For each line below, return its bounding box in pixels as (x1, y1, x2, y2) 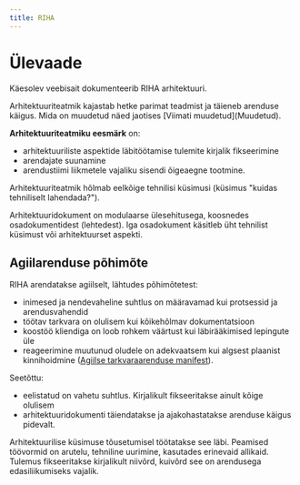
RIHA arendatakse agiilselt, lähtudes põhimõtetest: (9, 279, 198, 290)
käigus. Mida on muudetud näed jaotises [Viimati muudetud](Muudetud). (9, 110, 282, 121)
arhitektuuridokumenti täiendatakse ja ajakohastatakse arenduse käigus (22, 409, 292, 420)
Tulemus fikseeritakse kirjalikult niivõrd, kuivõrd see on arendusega (9, 456, 262, 467)
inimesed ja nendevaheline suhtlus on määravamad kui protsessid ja (22, 297, 278, 308)
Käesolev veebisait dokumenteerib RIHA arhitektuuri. (9, 83, 207, 94)
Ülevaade (9, 52, 83, 73)
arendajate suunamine (22, 155, 106, 166)
